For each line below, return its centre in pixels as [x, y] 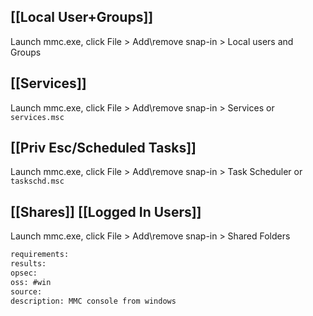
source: [26, 291]
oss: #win [31, 282]
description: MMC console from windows [93, 301]
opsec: [24, 273]
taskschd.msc [37, 181]
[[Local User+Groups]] [82, 17]
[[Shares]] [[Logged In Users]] [106, 211]
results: [28, 264]
